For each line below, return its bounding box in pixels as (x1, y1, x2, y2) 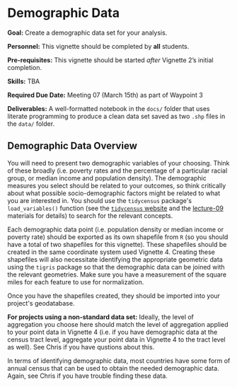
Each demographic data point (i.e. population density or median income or (7, 225, 224, 233)
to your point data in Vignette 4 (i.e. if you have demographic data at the (7, 328, 218, 336)
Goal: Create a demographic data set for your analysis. (7, 28, 168, 37)
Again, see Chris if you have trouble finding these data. (7, 371, 168, 380)
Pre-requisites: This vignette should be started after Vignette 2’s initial (7, 55, 214, 64)
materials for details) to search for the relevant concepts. (7, 211, 173, 220)
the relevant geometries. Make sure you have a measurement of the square (7, 270, 227, 279)
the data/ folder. (7, 119, 55, 128)
